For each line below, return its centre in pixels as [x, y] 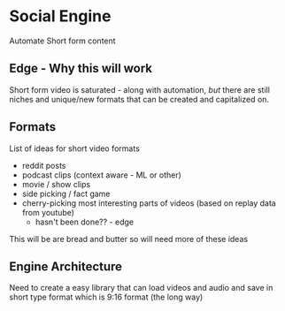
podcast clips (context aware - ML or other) [101, 175]
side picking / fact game [66, 193]
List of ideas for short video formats [74, 148]
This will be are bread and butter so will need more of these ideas [129, 239]
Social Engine [60, 16]
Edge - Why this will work [81, 68]
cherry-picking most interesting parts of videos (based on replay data [149, 203]
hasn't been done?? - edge [85, 222]
